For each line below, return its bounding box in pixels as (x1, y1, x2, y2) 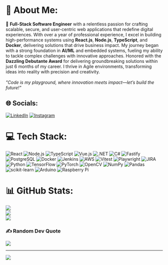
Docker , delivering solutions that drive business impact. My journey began (5, 42, 159, 48)
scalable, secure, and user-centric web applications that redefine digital (5, 26, 154, 32)
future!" (5, 84, 22, 90)
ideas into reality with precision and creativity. (5, 68, 100, 74)
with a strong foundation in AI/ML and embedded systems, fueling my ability (5, 47, 163, 53)
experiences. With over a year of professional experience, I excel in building (5, 31, 162, 37)
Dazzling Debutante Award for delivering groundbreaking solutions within (5, 58, 158, 64)
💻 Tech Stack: (5, 131, 67, 142)
